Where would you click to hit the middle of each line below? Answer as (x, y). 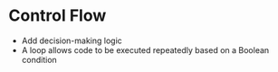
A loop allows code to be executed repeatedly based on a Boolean (145, 49)
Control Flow (58, 16)
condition (39, 59)
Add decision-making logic (72, 40)
